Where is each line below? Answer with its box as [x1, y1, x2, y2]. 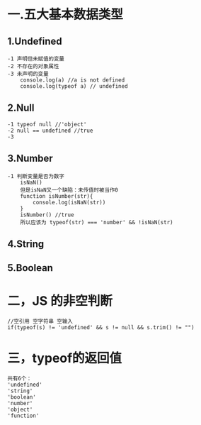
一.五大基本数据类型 [7, 6, 124, 23]
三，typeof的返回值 [7, 350, 122, 366]
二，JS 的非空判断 [7, 292, 113, 309]
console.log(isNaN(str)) [33, 199, 106, 206]
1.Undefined [7, 35, 62, 47]
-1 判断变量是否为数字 [7, 172, 65, 180]
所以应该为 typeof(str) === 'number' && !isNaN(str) [20, 219, 173, 226]
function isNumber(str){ [20, 192, 93, 199]
